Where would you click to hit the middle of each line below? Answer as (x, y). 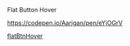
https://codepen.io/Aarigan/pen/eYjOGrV (65, 23)
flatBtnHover (25, 36)
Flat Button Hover (32, 10)
